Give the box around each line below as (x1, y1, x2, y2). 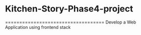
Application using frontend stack (5, 24, 71, 30)
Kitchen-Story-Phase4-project (5, 3, 133, 14)
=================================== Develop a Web (5, 19, 136, 25)
